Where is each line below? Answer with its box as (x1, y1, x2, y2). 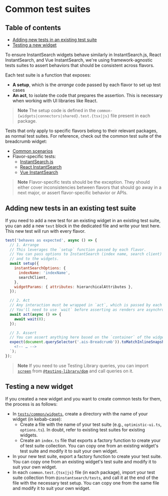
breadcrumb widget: (5, 139, 47, 144)
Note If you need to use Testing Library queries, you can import (17, 362, 149, 368)
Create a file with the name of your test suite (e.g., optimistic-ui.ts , (19, 421, 161, 427)
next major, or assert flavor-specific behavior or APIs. (17, 190, 128, 196)
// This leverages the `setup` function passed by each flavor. (9, 247, 146, 252)
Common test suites (5, 4, 91, 15)
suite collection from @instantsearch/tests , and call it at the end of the (12, 474, 158, 480)
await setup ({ (9, 261, 39, 266)
